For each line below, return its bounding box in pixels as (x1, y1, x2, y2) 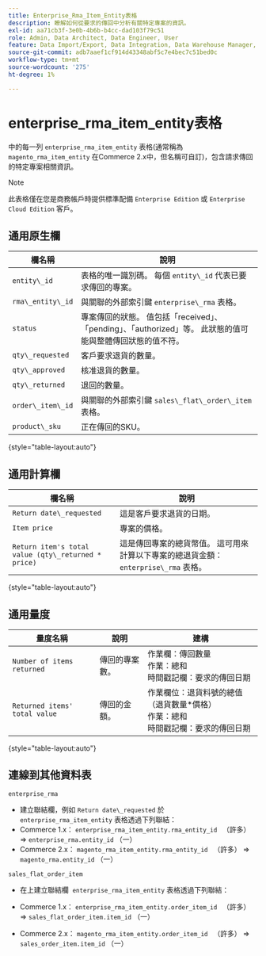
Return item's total (12, 542, 89, 552)
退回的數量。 (80, 380, 129, 391)
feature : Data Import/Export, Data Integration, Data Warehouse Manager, (8, 41, 257, 49)
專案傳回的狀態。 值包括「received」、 (80, 312, 223, 323)
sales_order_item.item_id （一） (19, 939, 128, 948)
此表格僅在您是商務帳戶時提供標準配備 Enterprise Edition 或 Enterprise (8, 193, 245, 203)
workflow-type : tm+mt (8, 56, 80, 64)
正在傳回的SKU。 (80, 422, 145, 433)
